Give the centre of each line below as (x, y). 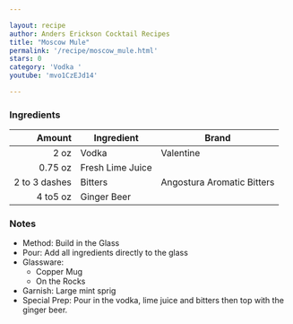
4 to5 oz (54, 197)
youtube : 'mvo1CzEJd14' (54, 76)
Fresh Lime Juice (116, 168)
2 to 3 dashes (43, 182)
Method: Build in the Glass (71, 243)
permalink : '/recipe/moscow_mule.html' (84, 50)
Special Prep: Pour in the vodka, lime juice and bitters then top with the (153, 301)
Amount (54, 138)
